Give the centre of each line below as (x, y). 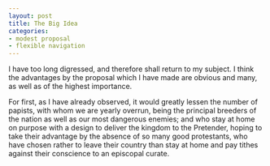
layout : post (30, 16)
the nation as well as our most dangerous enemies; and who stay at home (132, 119)
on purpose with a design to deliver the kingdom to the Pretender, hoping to (135, 128)
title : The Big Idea (44, 23)
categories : (28, 31)
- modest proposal (39, 38)
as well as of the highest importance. (70, 87)
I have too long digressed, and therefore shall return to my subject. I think (131, 69)
